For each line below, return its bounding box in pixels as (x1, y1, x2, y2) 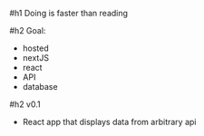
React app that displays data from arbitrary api (22, 117, 197, 127)
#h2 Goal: (9, 25, 46, 35)
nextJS (22, 53, 50, 63)
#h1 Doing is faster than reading (9, 8, 129, 18)
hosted (22, 43, 50, 53)
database (22, 82, 58, 92)
